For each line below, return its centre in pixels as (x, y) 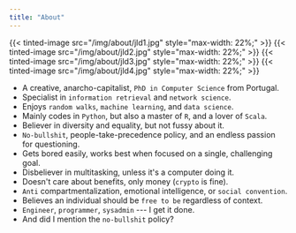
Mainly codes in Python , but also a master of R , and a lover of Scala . (144, 116)
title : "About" (37, 17)
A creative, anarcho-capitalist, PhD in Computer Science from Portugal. (151, 87)
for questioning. (51, 144)
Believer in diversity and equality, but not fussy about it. (123, 125)
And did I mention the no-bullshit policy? (98, 219)
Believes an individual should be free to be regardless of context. (142, 200)
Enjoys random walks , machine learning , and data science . (128, 106)
